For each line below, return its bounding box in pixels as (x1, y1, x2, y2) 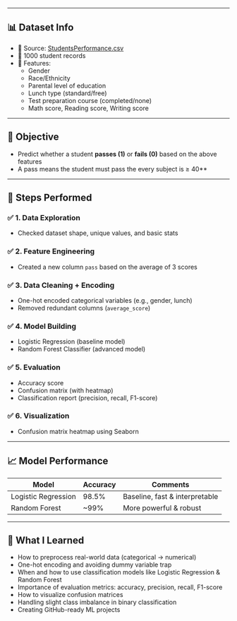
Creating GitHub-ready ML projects (17, 605, 121, 614)
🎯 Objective (7, 131, 59, 143)
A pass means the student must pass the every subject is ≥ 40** (17, 164, 208, 173)
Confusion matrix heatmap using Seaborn (17, 427, 139, 435)
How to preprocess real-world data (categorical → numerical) (17, 553, 197, 562)
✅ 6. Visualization (7, 411, 70, 421)
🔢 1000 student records (17, 51, 86, 60)
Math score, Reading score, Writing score (28, 104, 150, 112)
